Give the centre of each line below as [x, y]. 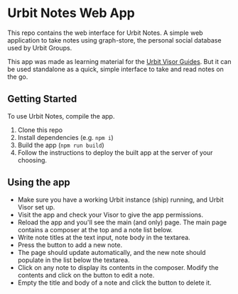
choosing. [32, 160]
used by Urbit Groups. [40, 48]
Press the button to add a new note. [70, 245]
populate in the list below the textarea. [74, 260]
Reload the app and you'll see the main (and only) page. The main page [122, 222]
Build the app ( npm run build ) [61, 145]
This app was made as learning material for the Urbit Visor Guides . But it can [119, 61]
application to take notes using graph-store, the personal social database [114, 40]
